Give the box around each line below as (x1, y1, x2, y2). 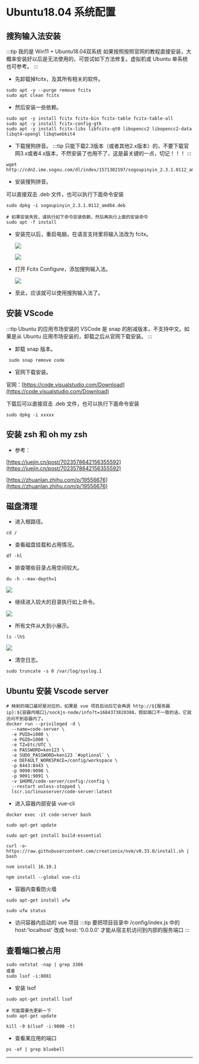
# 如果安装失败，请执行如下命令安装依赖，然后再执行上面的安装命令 (6, 214, 148, 220)
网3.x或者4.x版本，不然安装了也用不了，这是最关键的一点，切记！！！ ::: (14, 150, 192, 157)
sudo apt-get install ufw (6, 897, 70, 903)
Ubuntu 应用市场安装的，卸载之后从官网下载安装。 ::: (23, 333, 153, 340)
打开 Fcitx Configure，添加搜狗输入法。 (14, 265, 111, 273)
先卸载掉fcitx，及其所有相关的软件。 (14, 76, 104, 82)
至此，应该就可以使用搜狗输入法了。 (14, 289, 104, 296)
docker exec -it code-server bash (6, 812, 92, 818)
